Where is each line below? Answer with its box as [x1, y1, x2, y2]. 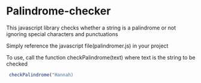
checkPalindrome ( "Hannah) [8, 72, 74, 78]
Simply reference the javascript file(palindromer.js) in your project [6, 42, 169, 49]
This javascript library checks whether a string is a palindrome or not [6, 24, 176, 31]
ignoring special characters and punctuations [6, 30, 118, 37]
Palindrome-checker [6, 4, 111, 18]
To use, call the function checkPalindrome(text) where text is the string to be [6, 54, 196, 61]
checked [6, 60, 28, 67]
